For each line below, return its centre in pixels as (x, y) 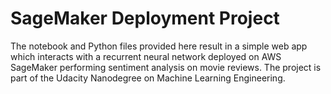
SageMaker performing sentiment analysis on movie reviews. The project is (166, 67)
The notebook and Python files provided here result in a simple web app (159, 46)
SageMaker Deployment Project (145, 18)
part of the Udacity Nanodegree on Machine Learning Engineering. (148, 78)
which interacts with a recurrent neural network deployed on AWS (146, 56)
